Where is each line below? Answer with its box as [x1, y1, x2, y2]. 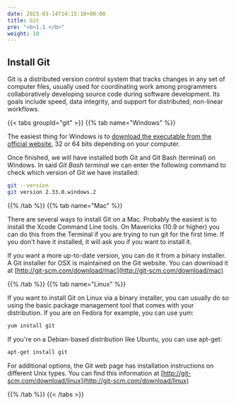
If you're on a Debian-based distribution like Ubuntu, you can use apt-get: [7, 334, 223, 343]
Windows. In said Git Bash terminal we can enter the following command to [7, 161, 226, 169]
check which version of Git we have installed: [7, 169, 139, 177]
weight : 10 [7, 30, 40, 37]
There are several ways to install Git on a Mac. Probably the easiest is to [7, 214, 218, 223]
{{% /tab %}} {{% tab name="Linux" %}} [7, 279, 126, 288]
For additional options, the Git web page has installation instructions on [7, 361, 214, 370]
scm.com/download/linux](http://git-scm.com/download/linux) [7, 376, 189, 385]
